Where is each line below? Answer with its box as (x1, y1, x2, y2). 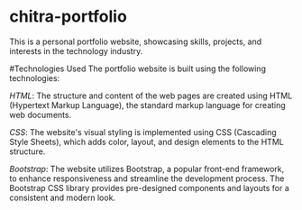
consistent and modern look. (9, 192, 115, 203)
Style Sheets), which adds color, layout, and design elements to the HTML (9, 136, 284, 147)
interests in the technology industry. (9, 45, 143, 56)
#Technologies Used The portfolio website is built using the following (9, 63, 266, 74)
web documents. (9, 109, 72, 120)
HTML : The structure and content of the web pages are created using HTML (9, 90, 293, 101)
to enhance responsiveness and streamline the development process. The (9, 173, 285, 184)
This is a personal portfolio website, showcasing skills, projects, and (9, 36, 262, 47)
